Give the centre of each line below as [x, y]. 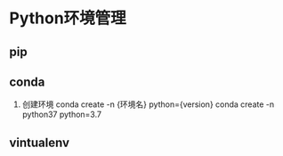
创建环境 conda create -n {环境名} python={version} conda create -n [148, 104]
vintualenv [39, 142]
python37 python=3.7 [62, 115]
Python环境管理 [68, 18]
